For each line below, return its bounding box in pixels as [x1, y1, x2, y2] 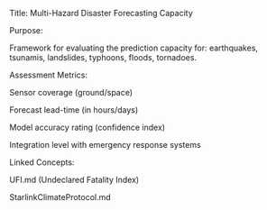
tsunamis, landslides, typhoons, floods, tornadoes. [9, 52, 197, 62]
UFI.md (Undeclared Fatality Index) [9, 175, 140, 185]
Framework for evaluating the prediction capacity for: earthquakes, [9, 42, 259, 53]
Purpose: [9, 25, 43, 35]
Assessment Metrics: [9, 69, 88, 80]
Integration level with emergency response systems [9, 140, 201, 150]
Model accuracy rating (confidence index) [9, 122, 165, 132]
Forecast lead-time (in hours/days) [9, 105, 139, 115]
